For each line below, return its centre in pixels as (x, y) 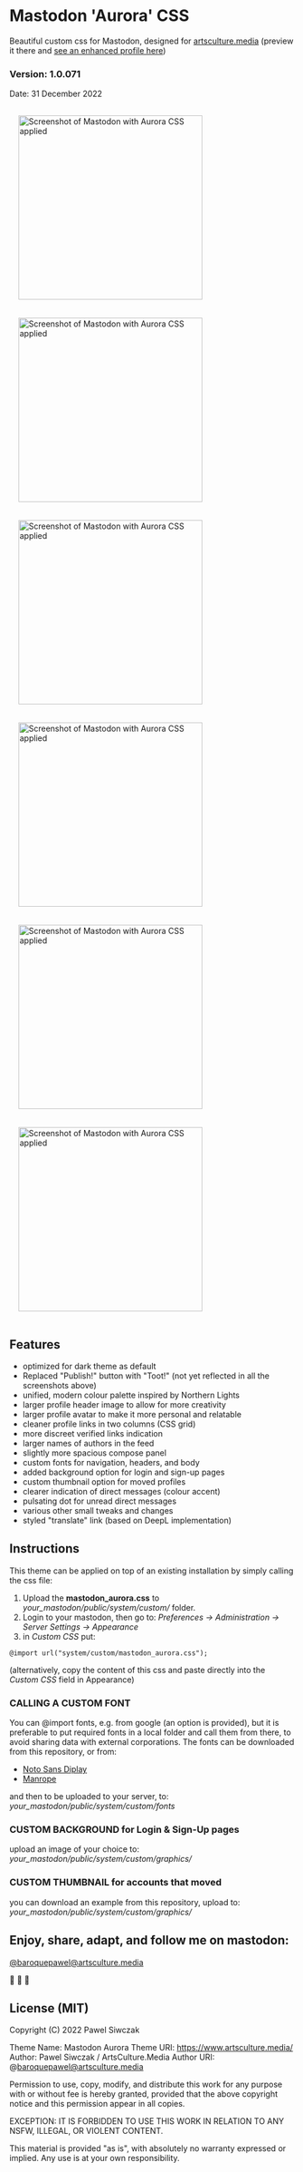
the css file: (31, 1580)
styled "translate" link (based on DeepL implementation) (127, 1521)
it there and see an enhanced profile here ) (88, 50)
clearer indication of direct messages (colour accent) (121, 1492)
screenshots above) (59, 1386)
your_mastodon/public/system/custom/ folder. (109, 1607)
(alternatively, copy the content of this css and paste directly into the (137, 1670)
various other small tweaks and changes (98, 1511)
